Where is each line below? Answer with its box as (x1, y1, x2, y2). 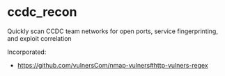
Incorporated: (7, 48, 47, 56)
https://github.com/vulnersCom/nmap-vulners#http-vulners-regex (17, 61, 209, 69)
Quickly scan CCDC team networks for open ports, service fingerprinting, (7, 27, 218, 35)
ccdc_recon (7, 4, 77, 20)
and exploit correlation (7, 34, 72, 42)
